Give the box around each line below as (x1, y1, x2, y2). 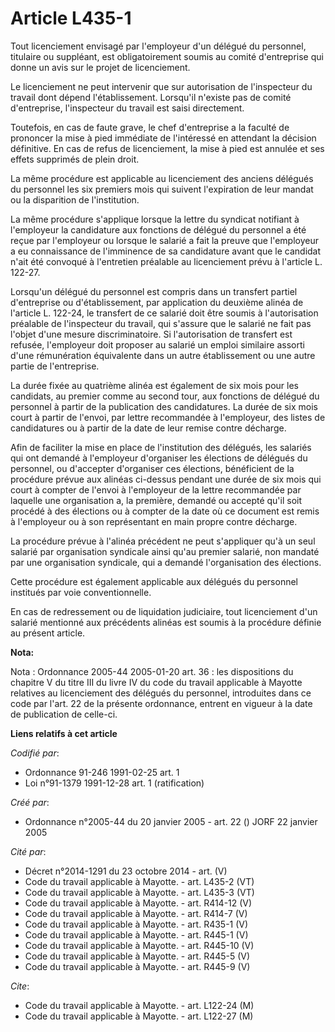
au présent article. (10, 627, 86, 639)
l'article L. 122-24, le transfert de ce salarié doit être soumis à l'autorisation (10, 307, 319, 319)
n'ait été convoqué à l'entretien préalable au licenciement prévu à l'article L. (10, 255, 323, 267)
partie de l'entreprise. (10, 360, 100, 372)
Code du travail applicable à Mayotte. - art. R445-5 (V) (24, 950, 251, 962)
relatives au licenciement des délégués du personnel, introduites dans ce (10, 687, 312, 699)
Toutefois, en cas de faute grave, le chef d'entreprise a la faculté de (10, 121, 290, 133)
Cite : (10, 980, 30, 992)
